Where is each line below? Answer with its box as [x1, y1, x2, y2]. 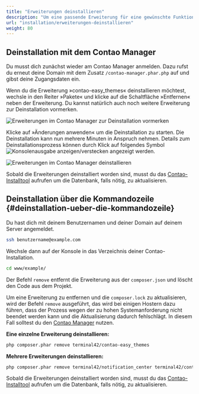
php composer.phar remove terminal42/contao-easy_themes [6, 342, 150, 348]
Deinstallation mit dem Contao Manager [6, 47, 156, 57]
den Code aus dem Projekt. [6, 282, 73, 289]
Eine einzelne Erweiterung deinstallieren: [6, 330, 110, 338]
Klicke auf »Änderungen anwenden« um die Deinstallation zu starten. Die [6, 129, 185, 136]
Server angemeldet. [6, 225, 54, 232]
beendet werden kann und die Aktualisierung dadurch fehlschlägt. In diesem [6, 312, 192, 320]
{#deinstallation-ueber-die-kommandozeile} [6, 203, 175, 213]
